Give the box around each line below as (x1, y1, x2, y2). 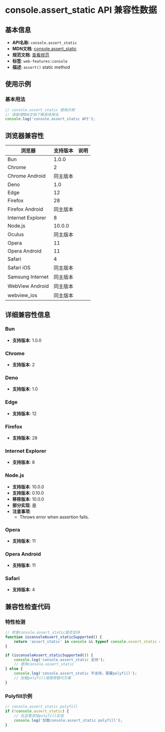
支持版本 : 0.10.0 (12, 490, 44, 496)
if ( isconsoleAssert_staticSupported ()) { (5, 653, 93, 658)
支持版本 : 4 (12, 587, 35, 593)
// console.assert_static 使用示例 (5, 107, 75, 112)
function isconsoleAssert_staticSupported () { (5, 635, 102, 640)
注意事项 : (12, 508, 31, 514)
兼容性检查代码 (5, 603, 51, 611)
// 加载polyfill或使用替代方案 (14, 675, 71, 681)
